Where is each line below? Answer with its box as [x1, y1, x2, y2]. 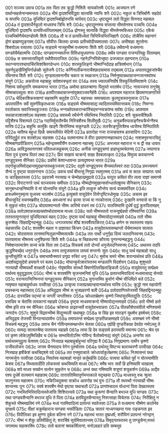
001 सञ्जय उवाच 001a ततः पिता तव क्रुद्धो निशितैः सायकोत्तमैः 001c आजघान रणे [5, 5, 135, 11]
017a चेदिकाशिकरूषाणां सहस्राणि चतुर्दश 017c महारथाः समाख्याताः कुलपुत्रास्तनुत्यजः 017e [5, 95, 149, 101]
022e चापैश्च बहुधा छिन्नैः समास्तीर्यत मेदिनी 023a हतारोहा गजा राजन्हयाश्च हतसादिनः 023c [5, 129, 153, 135]
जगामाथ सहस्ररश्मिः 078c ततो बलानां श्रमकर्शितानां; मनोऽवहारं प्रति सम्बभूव [5, 423, 122, 429]
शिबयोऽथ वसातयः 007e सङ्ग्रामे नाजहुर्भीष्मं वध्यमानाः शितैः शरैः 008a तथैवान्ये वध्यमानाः [5, 44, 144, 50]
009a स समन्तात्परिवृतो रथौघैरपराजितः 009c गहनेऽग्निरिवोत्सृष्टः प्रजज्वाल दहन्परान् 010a [5, 56, 149, 61]
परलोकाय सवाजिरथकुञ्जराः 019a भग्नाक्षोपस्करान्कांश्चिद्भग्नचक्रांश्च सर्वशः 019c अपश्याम [5, 106, 149, 113]
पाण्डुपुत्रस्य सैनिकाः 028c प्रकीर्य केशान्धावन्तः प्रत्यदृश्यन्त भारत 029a [5, 157, 115, 163]
